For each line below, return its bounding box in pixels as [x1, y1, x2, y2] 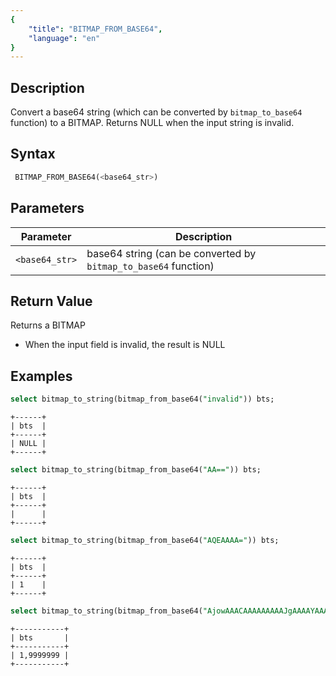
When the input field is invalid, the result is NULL [24, 339, 226, 351]
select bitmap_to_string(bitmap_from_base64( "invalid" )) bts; [10, 394, 275, 405]
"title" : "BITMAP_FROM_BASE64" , [28, 24, 163, 34]
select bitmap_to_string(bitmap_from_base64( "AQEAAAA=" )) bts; [10, 535, 280, 545]
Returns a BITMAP [10, 319, 86, 331]
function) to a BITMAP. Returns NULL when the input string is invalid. [10, 117, 295, 129]
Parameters [10, 200, 85, 217]
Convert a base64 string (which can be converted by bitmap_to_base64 [10, 106, 303, 118]
